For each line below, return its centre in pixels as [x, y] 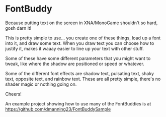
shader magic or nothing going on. [41, 84]
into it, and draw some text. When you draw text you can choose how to [80, 43]
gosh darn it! [18, 28]
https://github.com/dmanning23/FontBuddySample [58, 109]
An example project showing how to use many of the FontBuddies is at [78, 103]
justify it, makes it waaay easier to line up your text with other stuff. [75, 48]
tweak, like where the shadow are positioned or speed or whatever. [75, 64]
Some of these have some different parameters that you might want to [78, 58]
